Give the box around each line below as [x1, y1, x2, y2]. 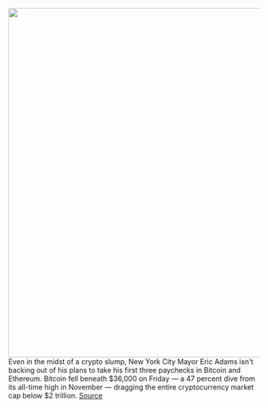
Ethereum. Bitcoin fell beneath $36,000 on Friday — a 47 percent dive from [8, 374, 255, 383]
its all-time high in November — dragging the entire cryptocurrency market [8, 382, 254, 391]
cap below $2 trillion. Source [8, 391, 103, 400]
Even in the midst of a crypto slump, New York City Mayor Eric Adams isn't [8, 357, 254, 366]
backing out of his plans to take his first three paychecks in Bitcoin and [8, 366, 241, 374]
